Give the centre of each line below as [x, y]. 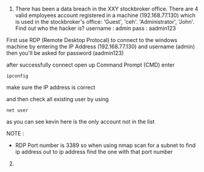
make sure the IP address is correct [51, 87]
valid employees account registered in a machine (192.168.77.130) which [105, 15]
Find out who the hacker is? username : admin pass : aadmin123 [96, 28]
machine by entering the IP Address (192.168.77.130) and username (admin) [101, 46]
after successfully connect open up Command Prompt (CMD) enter [90, 65]
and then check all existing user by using [58, 99]
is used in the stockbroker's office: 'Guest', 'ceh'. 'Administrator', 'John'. [105, 22]
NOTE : [15, 133]
